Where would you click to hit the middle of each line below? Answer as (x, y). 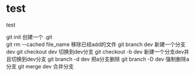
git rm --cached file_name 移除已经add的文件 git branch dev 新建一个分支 (96, 44)
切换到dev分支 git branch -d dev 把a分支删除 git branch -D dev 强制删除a (100, 59)
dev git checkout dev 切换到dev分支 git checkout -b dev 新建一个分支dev (95, 51)
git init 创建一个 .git (29, 37)
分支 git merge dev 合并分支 (40, 66)
